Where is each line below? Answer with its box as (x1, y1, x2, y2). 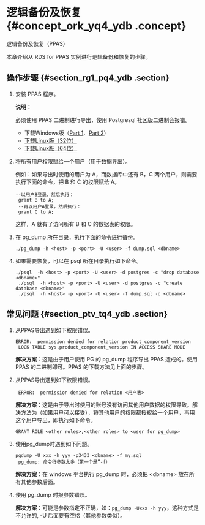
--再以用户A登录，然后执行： (18, 203, 81, 210)
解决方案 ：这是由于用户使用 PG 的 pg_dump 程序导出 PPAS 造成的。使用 (15, 355, 198, 363)
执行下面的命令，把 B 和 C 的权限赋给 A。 (15, 178, 121, 186)
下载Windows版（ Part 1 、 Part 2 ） (24, 129, 110, 137)
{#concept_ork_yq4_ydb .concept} (6, 19, 187, 33)
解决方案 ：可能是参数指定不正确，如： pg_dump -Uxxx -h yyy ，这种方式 (15, 504, 194, 512)
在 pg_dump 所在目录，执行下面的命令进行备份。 (15, 233, 139, 241)
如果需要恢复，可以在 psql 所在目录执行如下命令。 (15, 257, 142, 264)
